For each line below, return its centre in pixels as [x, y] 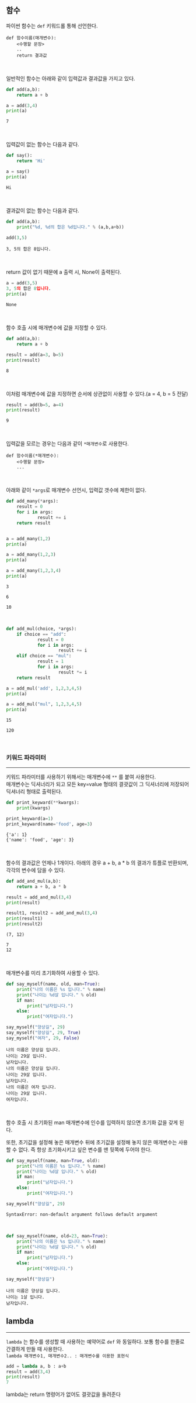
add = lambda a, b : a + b [36, 1366]
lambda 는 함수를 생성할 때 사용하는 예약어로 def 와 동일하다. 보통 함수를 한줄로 [95, 1342]
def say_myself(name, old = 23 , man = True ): [57, 1236]
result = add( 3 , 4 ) [28, 1371]
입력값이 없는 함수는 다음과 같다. [43, 145]
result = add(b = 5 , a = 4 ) [35, 405]
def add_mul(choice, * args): [41, 629]
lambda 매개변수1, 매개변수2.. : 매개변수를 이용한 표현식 [68, 1356]
